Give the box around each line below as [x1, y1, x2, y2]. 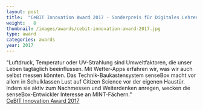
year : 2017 [6, 43, 34, 49]
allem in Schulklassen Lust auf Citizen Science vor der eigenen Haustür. [6, 78, 185, 85]
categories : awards [6, 37, 56, 43]
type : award [6, 31, 36, 37]
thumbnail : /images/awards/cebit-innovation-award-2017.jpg [6, 25, 161, 32]
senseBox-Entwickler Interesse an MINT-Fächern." [6, 91, 132, 98]
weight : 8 [6, 20, 36, 26]
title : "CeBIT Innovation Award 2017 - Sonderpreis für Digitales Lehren [6, 14, 199, 20]
